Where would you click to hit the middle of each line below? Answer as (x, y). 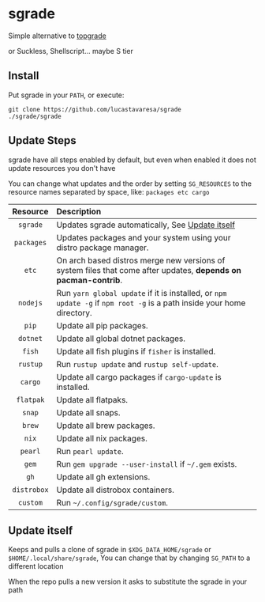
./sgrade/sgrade (35, 116)
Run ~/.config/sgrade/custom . (112, 502)
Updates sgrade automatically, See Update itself (146, 225)
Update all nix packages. (102, 438)
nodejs (31, 303)
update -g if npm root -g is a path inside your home (151, 303)
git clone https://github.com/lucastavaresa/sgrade (95, 109)
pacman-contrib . (90, 280)
